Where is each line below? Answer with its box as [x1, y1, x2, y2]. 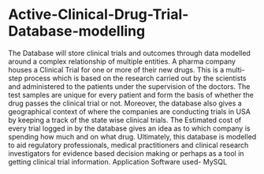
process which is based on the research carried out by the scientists [24, 73, 247, 83]
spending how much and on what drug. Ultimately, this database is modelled [8, 131, 257, 141]
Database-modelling [8, 22, 146, 40]
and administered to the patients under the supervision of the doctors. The [8, 81, 251, 91]
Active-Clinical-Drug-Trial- [8, 6, 189, 24]
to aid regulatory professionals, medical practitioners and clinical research [8, 140, 249, 150]
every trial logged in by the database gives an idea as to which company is [8, 124, 251, 133]
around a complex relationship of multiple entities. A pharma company [8, 57, 236, 66]
